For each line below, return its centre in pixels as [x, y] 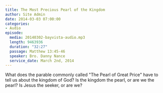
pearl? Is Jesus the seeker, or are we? [44, 86]
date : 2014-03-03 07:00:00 [33, 19]
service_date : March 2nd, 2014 [42, 61]
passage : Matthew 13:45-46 [37, 51]
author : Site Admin [25, 14]
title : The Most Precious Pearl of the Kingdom [55, 10]
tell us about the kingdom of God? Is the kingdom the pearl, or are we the [80, 80]
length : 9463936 [26, 42]
